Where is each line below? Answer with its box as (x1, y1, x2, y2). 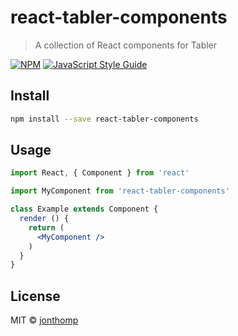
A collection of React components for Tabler (34, 39, 218, 51)
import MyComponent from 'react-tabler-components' (10, 186, 230, 196)
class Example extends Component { (10, 204, 159, 215)
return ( (28, 222, 65, 233)
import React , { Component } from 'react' (10, 168, 190, 178)
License (10, 287, 61, 305)
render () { (19, 214, 70, 224)
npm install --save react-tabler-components (10, 114, 199, 124)
